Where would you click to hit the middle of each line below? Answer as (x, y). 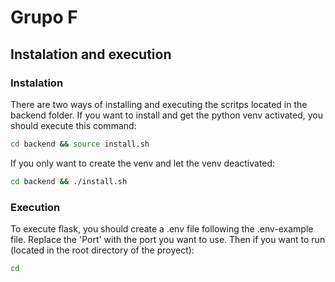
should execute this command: (73, 125)
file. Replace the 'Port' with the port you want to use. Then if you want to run (168, 239)
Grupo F (44, 17)
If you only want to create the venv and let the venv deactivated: (143, 163)
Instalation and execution (91, 54)
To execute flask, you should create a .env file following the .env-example (162, 228)
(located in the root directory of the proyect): (102, 250)
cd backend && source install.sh (80, 144)
